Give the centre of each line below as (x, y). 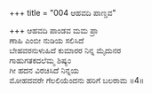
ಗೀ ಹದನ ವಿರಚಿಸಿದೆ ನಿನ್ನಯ (44, 70)
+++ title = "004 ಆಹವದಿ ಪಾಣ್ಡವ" (63, 13)
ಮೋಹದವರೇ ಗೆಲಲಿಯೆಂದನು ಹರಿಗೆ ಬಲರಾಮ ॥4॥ (77, 80)
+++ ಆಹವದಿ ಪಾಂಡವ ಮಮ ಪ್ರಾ (54, 31)
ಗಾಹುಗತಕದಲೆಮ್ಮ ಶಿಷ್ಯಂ (40, 60)
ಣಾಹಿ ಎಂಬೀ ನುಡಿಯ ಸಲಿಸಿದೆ (47, 40)
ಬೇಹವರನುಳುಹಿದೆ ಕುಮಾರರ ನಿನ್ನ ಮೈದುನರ (65, 50)
